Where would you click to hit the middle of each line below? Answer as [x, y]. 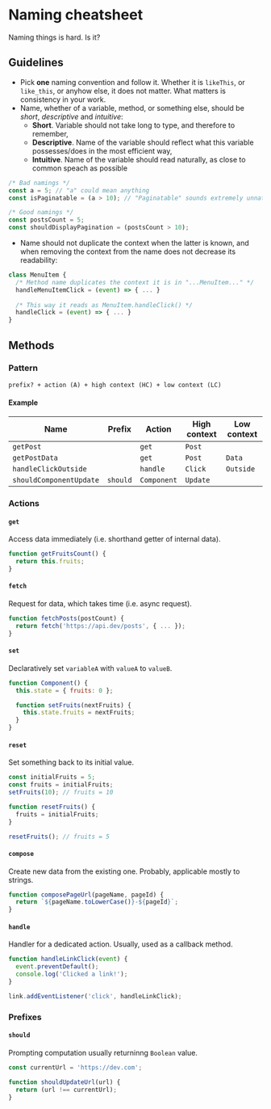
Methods [31, 345]
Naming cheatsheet [76, 15]
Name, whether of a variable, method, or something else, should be [132, 108]
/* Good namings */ [41, 213]
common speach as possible [79, 168]
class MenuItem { [38, 275]
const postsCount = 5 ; [46, 220]
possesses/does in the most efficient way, [102, 150]
